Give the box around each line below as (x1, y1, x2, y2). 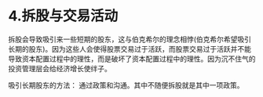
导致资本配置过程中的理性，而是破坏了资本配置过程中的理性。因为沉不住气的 (8, 54, 256, 63)
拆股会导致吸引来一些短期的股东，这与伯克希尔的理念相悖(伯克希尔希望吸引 (8, 34, 252, 44)
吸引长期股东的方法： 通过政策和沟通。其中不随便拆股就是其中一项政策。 (8, 80, 244, 90)
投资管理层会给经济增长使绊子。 (8, 63, 111, 73)
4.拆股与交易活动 (8, 7, 119, 25)
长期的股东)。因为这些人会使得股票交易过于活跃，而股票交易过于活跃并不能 (8, 44, 252, 53)
